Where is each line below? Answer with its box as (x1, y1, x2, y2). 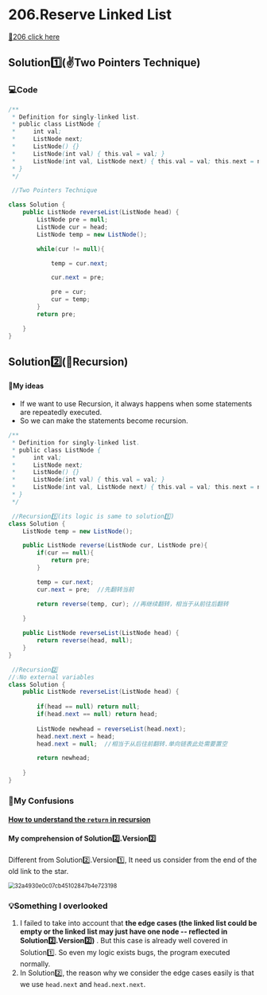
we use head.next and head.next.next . (19, 979, 146, 989)
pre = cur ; (50, 288, 87, 296)
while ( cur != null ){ (37, 245, 105, 253)
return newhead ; (37, 754, 91, 762)
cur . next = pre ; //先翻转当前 (37, 586, 134, 593)
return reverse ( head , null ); (37, 637, 133, 644)
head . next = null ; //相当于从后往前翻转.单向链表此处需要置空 (37, 739, 228, 748)
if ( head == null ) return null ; (37, 703, 141, 711)
